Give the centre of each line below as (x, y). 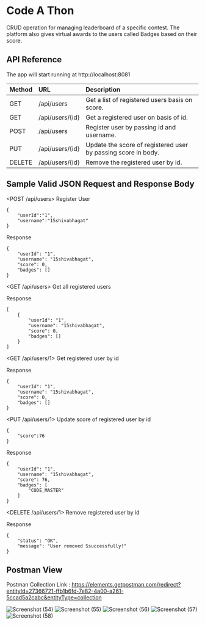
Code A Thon (40, 11)
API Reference (34, 60)
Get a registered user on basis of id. (137, 117)
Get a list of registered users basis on (139, 99)
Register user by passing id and (131, 127)
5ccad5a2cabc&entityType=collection (54, 598)
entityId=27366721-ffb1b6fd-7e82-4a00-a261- (65, 591)
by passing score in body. (123, 152)
